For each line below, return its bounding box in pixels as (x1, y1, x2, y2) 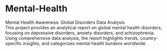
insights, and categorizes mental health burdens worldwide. (23, 40, 147, 46)
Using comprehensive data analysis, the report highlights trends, (5, 35, 139, 41)
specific (5, 40, 22, 46)
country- (140, 35, 158, 41)
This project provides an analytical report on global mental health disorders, (5, 24, 162, 30)
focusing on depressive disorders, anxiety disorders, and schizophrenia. (5, 30, 155, 36)
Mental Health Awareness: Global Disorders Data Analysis (5, 19, 125, 25)
